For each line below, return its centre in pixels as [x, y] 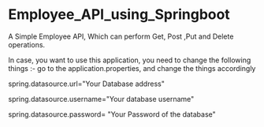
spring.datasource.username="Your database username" [101, 99]
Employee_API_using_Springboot [119, 15]
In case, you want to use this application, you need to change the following [130, 60]
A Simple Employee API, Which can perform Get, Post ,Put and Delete [121, 36]
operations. [27, 44]
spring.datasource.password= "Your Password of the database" [112, 114]
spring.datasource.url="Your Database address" [87, 84]
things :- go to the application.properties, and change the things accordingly [132, 68]
